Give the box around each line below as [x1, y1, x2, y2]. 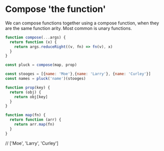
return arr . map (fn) [14, 122, 55, 127]
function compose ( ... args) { [5, 35, 66, 40]
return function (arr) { [9, 117, 61, 123]
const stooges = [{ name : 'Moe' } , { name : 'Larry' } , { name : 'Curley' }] [5, 71, 151, 77]
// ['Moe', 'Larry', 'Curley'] [5, 140, 58, 146]
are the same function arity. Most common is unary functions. [5, 25, 132, 31]
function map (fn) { [5, 113, 46, 118]
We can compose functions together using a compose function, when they [5, 20, 159, 26]
